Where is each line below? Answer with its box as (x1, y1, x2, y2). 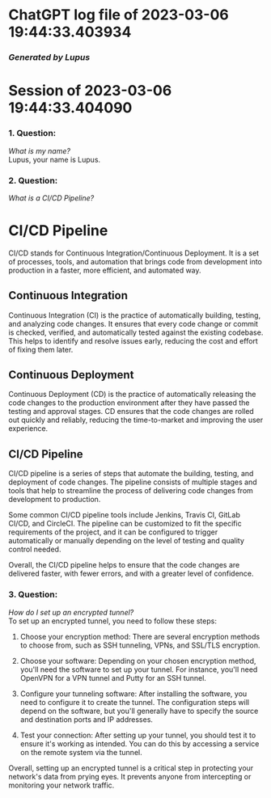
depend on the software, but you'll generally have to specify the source (19, 706, 259, 716)
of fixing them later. (8, 344, 74, 354)
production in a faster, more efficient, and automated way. (8, 265, 201, 275)
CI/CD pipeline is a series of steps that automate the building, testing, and (8, 469, 254, 479)
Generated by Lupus (8, 52, 91, 63)
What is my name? (8, 146, 71, 155)
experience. (8, 424, 49, 433)
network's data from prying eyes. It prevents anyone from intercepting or (8, 771, 252, 781)
